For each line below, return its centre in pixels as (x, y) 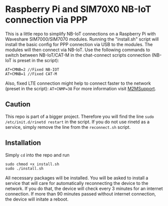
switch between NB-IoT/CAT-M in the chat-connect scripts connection (78, 55)
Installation (23, 143)
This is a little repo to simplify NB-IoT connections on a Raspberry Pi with (81, 34)
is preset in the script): (36, 60)
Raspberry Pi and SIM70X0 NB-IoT (78, 9)
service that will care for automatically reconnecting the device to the (77, 183)
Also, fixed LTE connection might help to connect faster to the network (78, 83)
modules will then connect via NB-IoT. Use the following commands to (78, 50)
